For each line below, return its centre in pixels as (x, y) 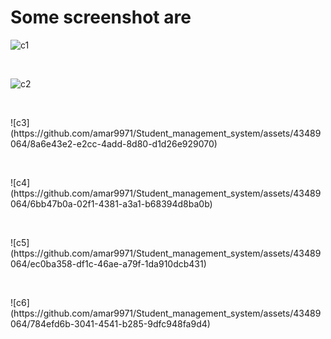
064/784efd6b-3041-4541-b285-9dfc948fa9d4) (110, 323)
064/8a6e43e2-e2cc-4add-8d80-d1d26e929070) (114, 143)
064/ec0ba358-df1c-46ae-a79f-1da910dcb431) (108, 263)
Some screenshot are (101, 17)
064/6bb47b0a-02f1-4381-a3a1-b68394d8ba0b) (111, 203)
